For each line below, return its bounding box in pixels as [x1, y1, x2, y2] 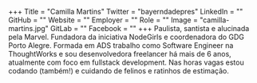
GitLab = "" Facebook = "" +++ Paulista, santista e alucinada [50, 24, 250, 33]
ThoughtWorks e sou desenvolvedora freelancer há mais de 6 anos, [8, 49, 231, 58]
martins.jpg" [8, 24, 49, 33]
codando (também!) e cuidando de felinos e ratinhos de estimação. [8, 66, 229, 75]
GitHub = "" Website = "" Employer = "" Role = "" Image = [8, 15, 198, 25]
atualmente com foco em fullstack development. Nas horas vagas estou [8, 57, 245, 67]
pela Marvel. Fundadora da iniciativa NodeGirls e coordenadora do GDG [8, 32, 245, 41]
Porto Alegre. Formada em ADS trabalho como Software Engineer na [8, 41, 234, 50]
